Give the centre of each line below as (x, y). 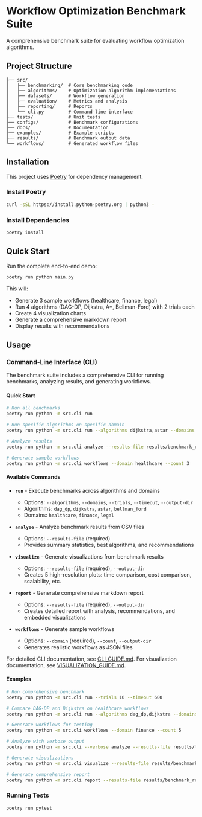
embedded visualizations (55, 617)
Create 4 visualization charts (50, 313)
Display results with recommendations (62, 326)
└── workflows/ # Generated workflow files (72, 143)
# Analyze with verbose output (45, 742)
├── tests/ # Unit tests (54, 117)
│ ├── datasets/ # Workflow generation (66, 96)
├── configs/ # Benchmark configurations (72, 122)
